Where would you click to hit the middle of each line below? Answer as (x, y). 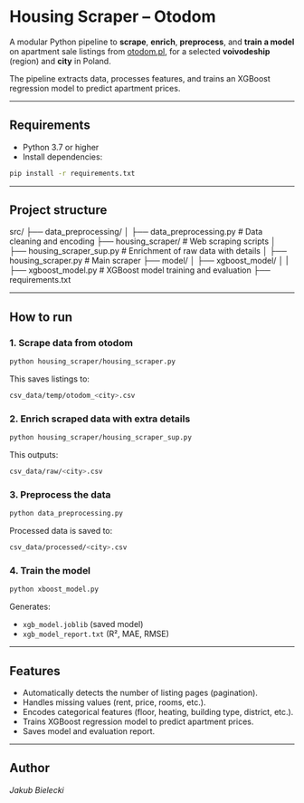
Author (29, 768)
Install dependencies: (62, 157)
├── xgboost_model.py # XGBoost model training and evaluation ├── (140, 270)
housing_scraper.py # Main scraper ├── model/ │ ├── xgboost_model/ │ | (149, 261)
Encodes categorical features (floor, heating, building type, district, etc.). (158, 711)
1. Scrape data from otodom (71, 343)
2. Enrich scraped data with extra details (100, 419)
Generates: (30, 607)
